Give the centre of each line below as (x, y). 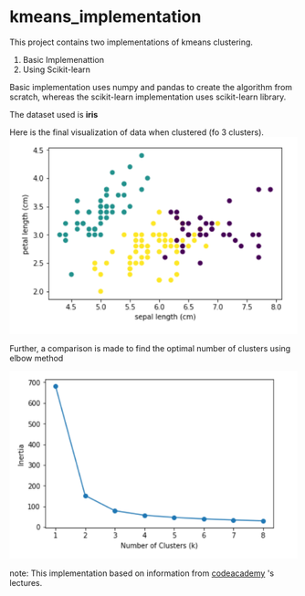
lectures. (26, 582)
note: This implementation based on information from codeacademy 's (142, 573)
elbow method (37, 358)
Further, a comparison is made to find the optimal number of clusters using (150, 348)
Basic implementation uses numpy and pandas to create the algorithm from (151, 87)
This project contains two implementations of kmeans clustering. (131, 42)
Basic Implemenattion (63, 59)
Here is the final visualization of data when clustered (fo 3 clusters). (137, 132)
